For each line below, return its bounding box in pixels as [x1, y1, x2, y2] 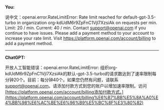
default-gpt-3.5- [123, 14, 156, 20]
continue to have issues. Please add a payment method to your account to [5, 30, 155, 36]
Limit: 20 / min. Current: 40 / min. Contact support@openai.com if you [5, 25, 146, 31]
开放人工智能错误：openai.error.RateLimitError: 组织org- [5, 65, 118, 70]
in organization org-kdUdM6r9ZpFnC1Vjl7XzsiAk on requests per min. [17, 20, 158, 25]
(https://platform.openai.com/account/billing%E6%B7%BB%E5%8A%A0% [5, 95, 156, 100]
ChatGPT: [5, 55, 25, 60]
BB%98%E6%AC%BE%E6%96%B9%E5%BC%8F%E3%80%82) [12, 100, 144, 106]
